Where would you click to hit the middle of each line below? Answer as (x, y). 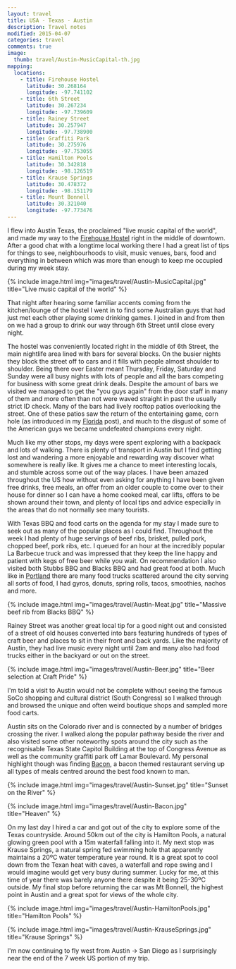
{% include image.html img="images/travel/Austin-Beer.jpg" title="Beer (111, 669)
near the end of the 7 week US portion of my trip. (79, 958)
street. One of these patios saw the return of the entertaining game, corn (113, 414)
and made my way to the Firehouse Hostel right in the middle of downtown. (116, 237)
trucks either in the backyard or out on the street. (79, 655)
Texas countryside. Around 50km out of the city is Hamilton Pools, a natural (117, 834)
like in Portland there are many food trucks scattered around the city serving (118, 576)
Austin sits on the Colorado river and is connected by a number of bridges (115, 726)
